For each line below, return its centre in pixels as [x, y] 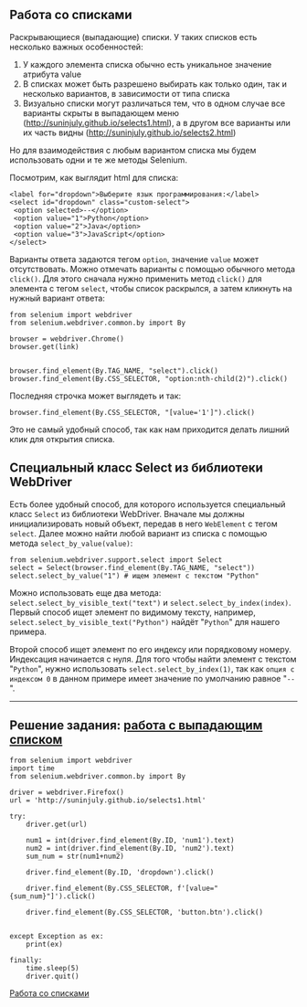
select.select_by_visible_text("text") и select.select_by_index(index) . [150, 602]
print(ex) [45, 945]
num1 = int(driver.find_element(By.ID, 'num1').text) [130, 841]
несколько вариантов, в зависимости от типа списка [126, 93]
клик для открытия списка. [63, 439]
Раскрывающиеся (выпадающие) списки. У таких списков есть [133, 37]
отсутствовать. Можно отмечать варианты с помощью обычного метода [152, 269]
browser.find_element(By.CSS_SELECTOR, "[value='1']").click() [132, 412]
